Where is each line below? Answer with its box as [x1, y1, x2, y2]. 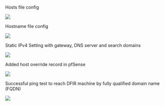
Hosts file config [5, 4, 39, 10]
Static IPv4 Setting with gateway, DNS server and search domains [5, 42, 141, 48]
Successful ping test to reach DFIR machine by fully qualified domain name [5, 80, 160, 86]
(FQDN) [5, 86, 21, 91]
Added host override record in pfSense [5, 61, 86, 67]
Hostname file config [5, 23, 48, 29]
